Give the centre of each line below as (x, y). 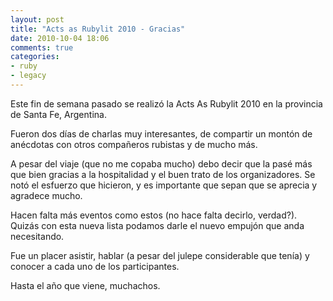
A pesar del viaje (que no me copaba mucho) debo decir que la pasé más (161, 163)
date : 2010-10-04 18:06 (60, 38)
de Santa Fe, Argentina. (58, 114)
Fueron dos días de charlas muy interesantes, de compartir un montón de (161, 133)
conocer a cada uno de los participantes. (95, 266)
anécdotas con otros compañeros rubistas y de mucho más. (134, 144)
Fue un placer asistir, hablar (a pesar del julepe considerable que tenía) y (160, 255)
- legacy (28, 76)
